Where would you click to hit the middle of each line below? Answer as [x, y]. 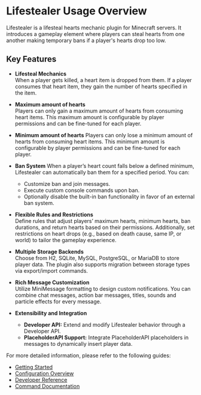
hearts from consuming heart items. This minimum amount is [90, 141]
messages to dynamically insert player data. [78, 343]
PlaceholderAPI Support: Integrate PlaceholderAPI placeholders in [106, 337]
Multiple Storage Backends [49, 251]
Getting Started [33, 367]
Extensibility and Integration [51, 313]
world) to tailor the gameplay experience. [66, 240]
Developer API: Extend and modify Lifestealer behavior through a [104, 324]
